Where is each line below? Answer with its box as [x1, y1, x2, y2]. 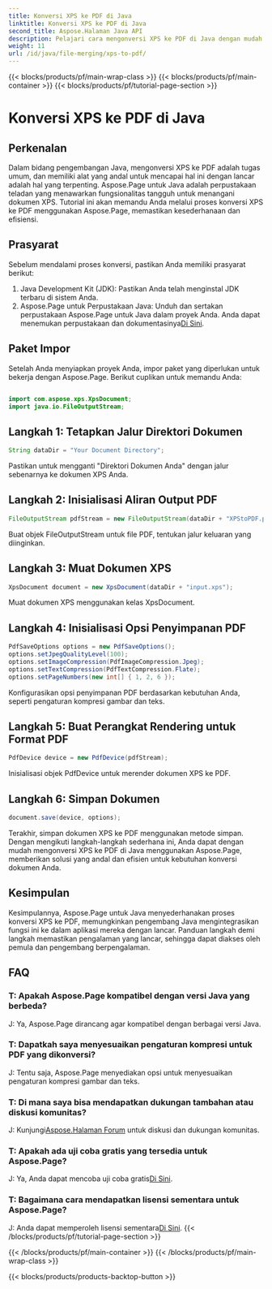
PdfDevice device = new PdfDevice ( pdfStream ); [8, 754, 168, 762]
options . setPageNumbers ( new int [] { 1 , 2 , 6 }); [8, 673, 176, 681]
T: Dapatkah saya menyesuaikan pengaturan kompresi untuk [8, 1039, 253, 1050]
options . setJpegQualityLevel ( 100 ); [8, 650, 129, 658]
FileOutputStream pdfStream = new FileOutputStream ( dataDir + [8, 515, 223, 523]
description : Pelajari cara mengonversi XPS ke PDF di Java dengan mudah [8, 34, 263, 43]
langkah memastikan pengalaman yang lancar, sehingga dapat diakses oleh [8, 933, 261, 943]
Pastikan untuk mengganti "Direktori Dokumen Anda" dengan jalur [8, 461, 229, 471]
